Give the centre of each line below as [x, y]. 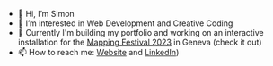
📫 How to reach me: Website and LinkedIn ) [98, 52]
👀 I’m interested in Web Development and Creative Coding [125, 23]
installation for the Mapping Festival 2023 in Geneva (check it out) [140, 42]
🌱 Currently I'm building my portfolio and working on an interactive [141, 33]
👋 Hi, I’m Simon [46, 14]
